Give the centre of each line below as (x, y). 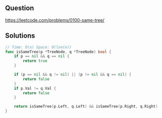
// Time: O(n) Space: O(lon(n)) (38, 47)
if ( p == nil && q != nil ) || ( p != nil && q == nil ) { (73, 74)
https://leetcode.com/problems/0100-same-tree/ (55, 20)
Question (20, 8)
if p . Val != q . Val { (35, 88)
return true (35, 61)
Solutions (20, 36)
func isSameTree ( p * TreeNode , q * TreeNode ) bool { (58, 52)
